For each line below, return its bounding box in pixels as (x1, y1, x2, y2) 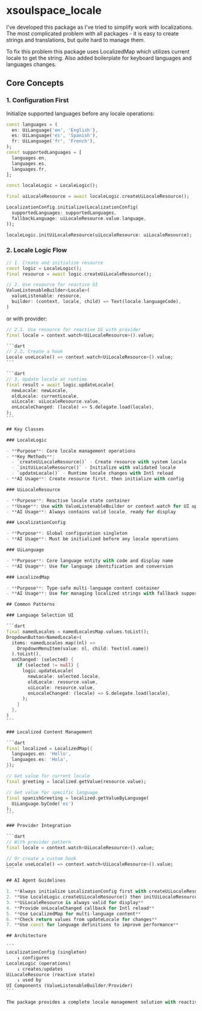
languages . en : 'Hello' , (11, 751, 71, 757)
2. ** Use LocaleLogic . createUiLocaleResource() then (6, 894, 141, 900)
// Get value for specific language (6, 789, 98, 795)
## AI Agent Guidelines (6, 878, 66, 884)
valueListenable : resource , (11, 293, 82, 299)
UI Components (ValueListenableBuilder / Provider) (6, 983, 133, 989)
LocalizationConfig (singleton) (6, 949, 87, 956)
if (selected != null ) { (17, 662, 79, 668)
